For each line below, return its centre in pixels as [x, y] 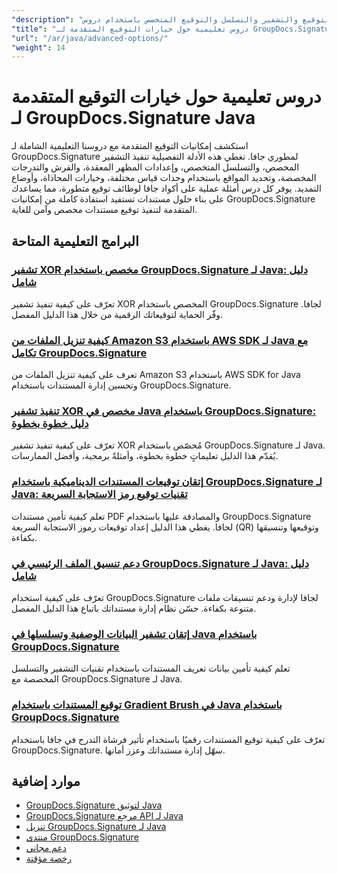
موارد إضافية [46, 781]
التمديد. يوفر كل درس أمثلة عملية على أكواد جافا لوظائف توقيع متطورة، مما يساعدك [166, 188]
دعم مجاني [46, 848]
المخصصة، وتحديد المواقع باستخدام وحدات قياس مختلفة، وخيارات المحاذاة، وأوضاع [164, 178]
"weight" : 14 [38, 47]
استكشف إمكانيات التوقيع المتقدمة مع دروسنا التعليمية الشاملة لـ [130, 146]
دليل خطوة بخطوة [50, 424]
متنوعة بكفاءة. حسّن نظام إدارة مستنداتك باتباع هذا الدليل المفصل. [134, 608]
